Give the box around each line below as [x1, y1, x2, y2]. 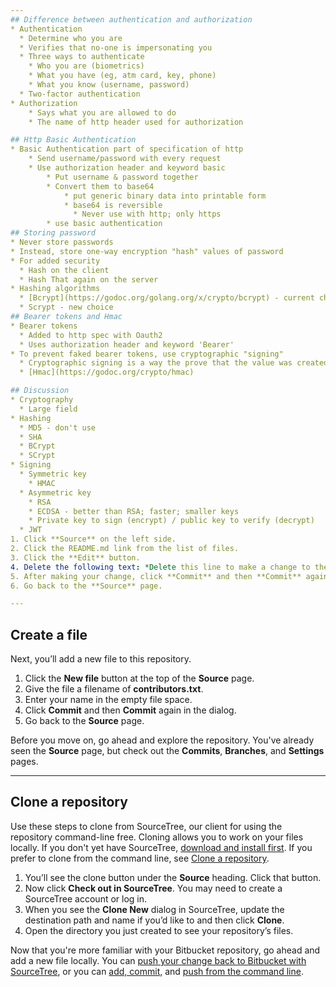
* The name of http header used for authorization [28, 117, 244, 127]
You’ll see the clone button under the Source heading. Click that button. [24, 871, 322, 883]
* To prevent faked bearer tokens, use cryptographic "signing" [10, 349, 284, 359]
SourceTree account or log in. [24, 892, 148, 905]
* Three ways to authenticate [19, 52, 145, 62]
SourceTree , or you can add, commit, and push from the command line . [10, 965, 304, 977]
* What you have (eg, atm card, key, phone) [28, 71, 217, 81]
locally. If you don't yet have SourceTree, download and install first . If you [10, 841, 313, 853]
